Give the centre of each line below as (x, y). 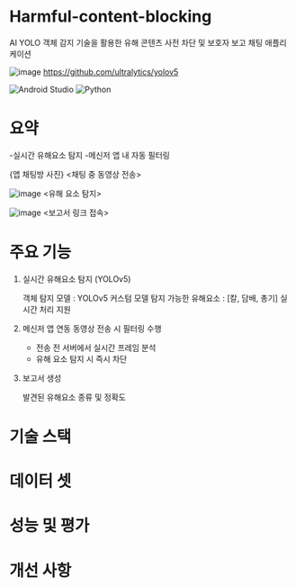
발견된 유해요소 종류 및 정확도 (74, 397)
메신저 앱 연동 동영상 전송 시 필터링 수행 (92, 328)
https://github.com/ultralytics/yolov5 (111, 72)
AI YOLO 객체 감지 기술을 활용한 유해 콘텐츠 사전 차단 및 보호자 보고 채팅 (136, 42)
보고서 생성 (42, 378)
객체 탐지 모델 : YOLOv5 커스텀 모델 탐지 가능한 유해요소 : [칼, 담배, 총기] (150, 298)
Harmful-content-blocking (111, 17)
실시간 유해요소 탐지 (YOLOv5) (76, 279)
